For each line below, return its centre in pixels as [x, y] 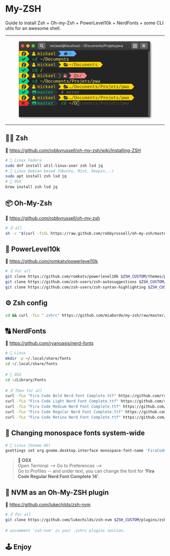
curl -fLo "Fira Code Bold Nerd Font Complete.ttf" [61, 396]
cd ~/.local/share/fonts [31, 364]
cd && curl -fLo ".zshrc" [32, 315]
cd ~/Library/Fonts [26, 380]
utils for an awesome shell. [33, 28]
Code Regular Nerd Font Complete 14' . [59, 476]
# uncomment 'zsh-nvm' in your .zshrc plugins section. [65, 530]
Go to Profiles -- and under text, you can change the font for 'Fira [86, 471]
